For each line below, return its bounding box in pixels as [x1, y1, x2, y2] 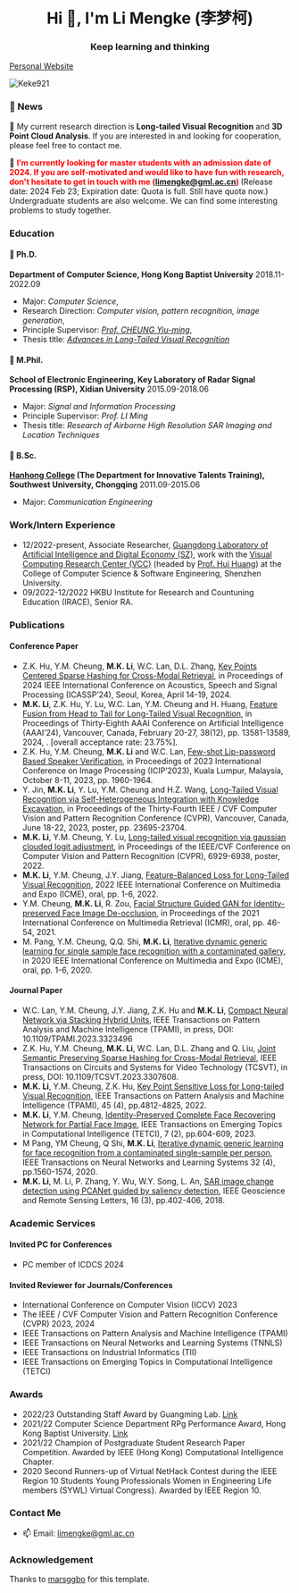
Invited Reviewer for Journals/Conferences [9, 1279, 173, 1290]
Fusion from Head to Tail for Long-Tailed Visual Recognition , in [21, 708, 253, 719]
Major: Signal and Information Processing [21, 401, 176, 412]
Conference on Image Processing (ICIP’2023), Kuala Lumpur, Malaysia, [21, 765, 284, 776]
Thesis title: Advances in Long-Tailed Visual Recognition [21, 333, 230, 344]
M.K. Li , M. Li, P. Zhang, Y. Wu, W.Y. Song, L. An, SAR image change [21, 1176, 274, 1186]
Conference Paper [9, 641, 79, 652]
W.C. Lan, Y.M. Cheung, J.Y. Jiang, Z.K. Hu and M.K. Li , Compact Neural [21, 1005, 288, 1016]
